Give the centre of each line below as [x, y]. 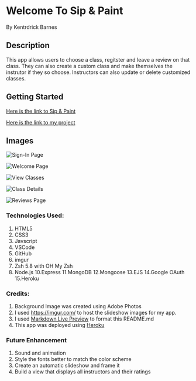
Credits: [18, 294]
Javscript [26, 241]
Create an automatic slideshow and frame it [67, 366]
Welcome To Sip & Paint [65, 11]
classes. [16, 78]
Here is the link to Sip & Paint [41, 111]
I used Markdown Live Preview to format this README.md [84, 319]
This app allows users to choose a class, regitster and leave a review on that [98, 59]
